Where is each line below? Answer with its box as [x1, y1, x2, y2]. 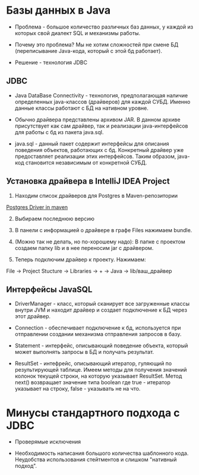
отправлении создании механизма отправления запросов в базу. [14, 331, 182, 338]
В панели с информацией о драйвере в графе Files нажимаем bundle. [14, 226, 192, 233]
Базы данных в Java [6, 4, 111, 17]
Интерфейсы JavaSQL [6, 284, 93, 294]
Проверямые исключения [14, 438, 81, 445]
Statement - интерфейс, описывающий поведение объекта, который [14, 342, 188, 349]
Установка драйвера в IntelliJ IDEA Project [6, 176, 170, 186]
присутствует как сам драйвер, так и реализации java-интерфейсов [14, 122, 188, 129]
